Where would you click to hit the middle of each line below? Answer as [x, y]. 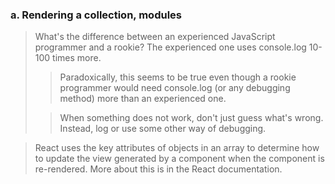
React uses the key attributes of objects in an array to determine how [177, 148]
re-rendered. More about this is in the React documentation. [158, 169]
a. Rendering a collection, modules [96, 15]
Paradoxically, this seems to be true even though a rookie [178, 77]
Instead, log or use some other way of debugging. [163, 129]
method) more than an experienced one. [143, 99]
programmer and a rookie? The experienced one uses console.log [170, 47]
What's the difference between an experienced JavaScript [155, 37]
